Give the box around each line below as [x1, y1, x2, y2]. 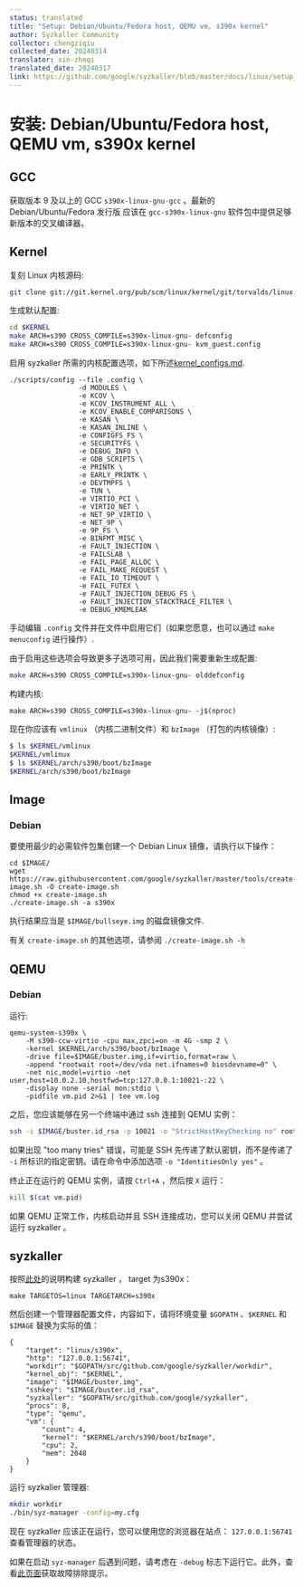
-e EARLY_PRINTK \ [78, 471, 147, 480]
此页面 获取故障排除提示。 [17, 1568, 113, 1579]
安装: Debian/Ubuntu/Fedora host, [9, 114, 270, 134]
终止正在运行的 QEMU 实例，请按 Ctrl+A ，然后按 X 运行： [9, 1174, 226, 1186]
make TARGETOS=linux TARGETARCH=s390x [9, 1292, 156, 1301]
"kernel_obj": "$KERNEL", [25, 1370, 124, 1379]
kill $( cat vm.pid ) [9, 1192, 83, 1202]
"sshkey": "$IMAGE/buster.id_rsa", [25, 1386, 160, 1395]
